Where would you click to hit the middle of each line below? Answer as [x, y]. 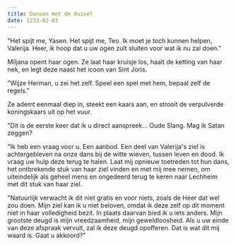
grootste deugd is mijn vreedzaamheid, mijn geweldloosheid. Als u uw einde [118, 220]
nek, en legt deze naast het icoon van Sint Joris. [77, 69]
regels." [19, 90]
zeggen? [20, 133]
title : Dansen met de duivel [50, 14]
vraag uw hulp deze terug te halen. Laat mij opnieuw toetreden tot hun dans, [118, 161]
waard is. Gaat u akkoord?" [47, 235]
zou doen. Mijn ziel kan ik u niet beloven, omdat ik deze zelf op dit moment [116, 205]
